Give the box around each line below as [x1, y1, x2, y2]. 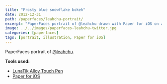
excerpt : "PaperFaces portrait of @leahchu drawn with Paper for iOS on [5, 21, 159, 26]
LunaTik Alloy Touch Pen [12, 68, 63, 74]
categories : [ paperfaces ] [5, 30, 59, 35]
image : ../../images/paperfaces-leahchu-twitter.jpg [5, 26, 117, 31]
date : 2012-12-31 [5, 12, 41, 17]
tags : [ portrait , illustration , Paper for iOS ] [5, 35, 106, 40]
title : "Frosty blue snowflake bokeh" [5, 7, 85, 12]
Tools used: [5, 58, 30, 64]
